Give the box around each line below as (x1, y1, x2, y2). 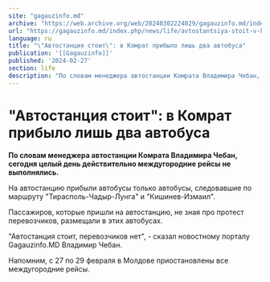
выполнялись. (8, 167, 59, 177)
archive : (8, 19, 38, 27)
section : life (8, 64, 56, 73)
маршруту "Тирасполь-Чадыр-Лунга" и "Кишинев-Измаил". (8, 191, 215, 201)
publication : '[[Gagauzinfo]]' (8, 49, 113, 57)
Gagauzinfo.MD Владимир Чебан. (8, 239, 123, 250)
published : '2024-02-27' (8, 57, 92, 65)
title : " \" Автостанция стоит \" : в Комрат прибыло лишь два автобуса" (8, 42, 247, 50)
